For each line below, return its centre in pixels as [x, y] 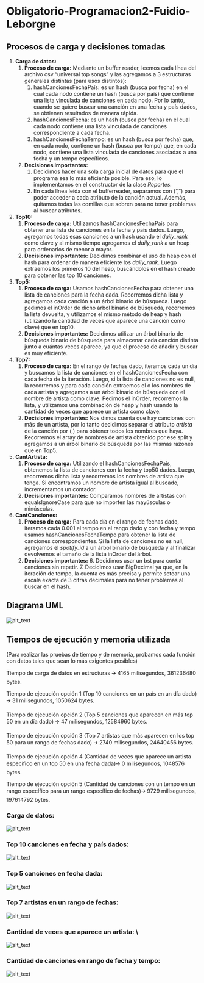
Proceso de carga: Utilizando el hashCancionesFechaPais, [98, 463]
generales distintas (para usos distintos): [75, 81]
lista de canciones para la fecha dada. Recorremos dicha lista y [104, 295]
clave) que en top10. [49, 327]
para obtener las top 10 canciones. [68, 275]
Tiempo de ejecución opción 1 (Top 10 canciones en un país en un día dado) [102, 693]
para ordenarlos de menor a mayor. [69, 249]
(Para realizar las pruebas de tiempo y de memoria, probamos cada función [101, 654]
